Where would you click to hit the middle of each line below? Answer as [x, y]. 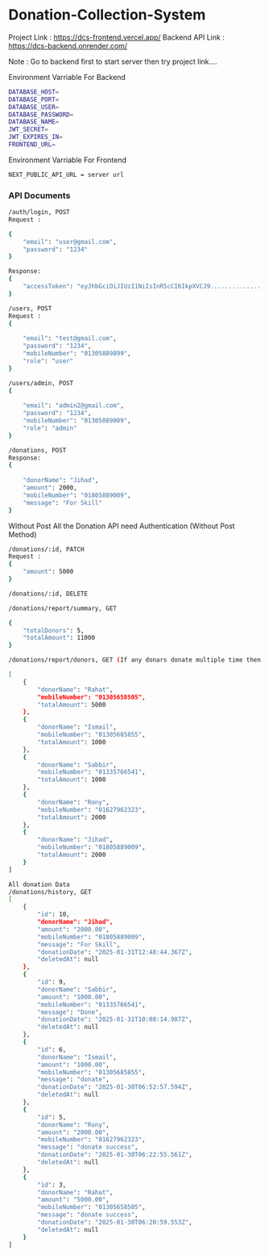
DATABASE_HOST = [34, 92]
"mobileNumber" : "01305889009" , [77, 421]
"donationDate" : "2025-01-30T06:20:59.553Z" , [115, 1222]
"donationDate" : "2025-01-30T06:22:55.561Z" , [115, 1155]
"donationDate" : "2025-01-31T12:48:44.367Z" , [115, 952]
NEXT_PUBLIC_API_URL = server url [66, 174]
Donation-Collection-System [107, 15]
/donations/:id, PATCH [46, 549]
